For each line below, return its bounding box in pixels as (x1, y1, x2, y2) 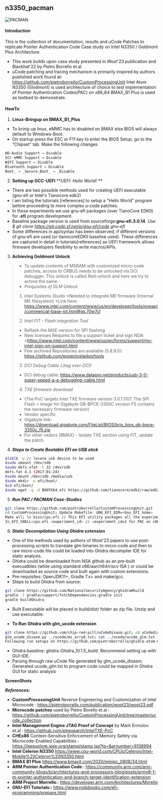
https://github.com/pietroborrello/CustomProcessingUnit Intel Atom (12, 79, 147, 85)
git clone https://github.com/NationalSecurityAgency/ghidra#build (5, 588, 145, 593)
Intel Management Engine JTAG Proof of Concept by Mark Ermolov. (12, 723, 149, 729)
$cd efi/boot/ (5, 483, 34, 488)
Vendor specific (24, 411, 56, 417)
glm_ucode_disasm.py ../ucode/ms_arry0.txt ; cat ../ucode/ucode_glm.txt (5, 634, 155, 640)
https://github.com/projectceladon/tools (24, 353, 104, 359)
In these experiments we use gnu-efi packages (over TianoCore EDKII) (12, 208, 154, 213)
